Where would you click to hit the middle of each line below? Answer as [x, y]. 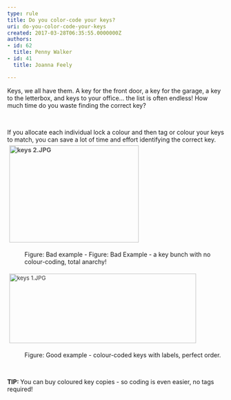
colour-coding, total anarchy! [66, 261]
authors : [20, 39]
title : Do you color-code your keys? [61, 20]
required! [20, 389]
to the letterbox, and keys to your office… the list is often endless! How [108, 98]
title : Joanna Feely [43, 65]
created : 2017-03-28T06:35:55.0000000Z [64, 33]
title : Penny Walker [43, 53]
